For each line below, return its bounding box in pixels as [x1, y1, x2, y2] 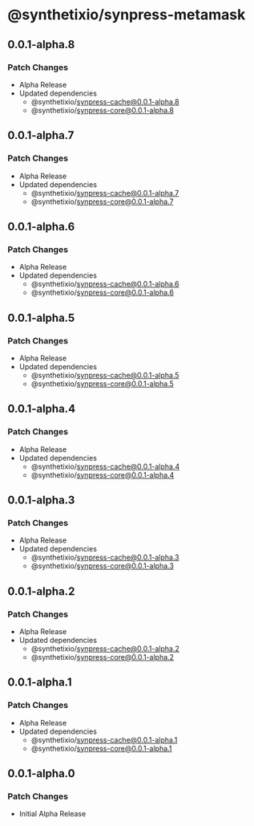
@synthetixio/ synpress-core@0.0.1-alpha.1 [30, 743, 172, 753]
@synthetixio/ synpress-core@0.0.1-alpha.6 [30, 287, 174, 298]
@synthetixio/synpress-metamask [7, 6, 246, 24]
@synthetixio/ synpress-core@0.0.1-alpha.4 [30, 470, 175, 479]
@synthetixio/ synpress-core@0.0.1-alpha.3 [30, 561, 174, 571]
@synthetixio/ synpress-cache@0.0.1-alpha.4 [30, 462, 180, 471]
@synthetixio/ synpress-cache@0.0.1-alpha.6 [30, 279, 179, 289]
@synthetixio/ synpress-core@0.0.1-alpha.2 [30, 653, 174, 661]
